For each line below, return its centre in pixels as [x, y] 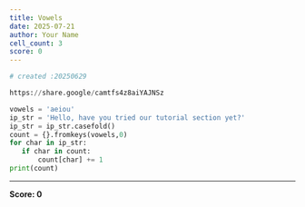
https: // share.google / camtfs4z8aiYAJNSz [87, 93]
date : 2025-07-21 [42, 26]
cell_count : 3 [36, 43]
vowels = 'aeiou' [42, 109]
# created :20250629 [49, 77]
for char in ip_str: [49, 143]
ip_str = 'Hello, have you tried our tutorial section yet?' [128, 118]
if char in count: [56, 152]
